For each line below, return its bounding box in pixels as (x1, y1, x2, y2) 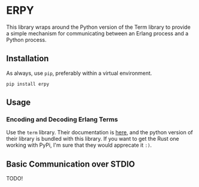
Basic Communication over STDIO (6, 159, 136, 169)
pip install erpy (6, 81, 50, 87)
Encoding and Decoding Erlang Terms (6, 115, 118, 123)
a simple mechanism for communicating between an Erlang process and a (6, 29, 189, 37)
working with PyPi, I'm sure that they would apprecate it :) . (6, 141, 152, 149)
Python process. (6, 36, 47, 43)
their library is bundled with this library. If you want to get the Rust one (6, 135, 179, 143)
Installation (6, 53, 49, 64)
